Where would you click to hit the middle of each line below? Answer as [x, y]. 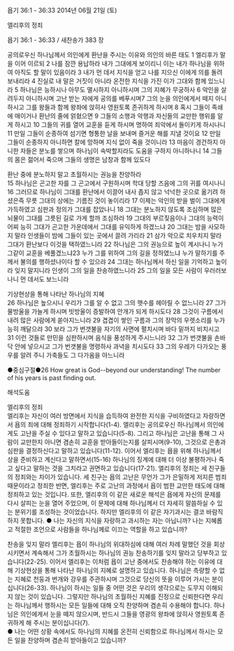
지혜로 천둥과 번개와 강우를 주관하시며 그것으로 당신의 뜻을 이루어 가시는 [112, 579]
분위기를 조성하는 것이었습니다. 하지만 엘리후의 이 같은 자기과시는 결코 [109, 512]
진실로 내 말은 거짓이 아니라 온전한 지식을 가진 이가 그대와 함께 [122, 81]
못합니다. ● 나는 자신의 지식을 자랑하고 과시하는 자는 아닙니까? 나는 [112, 520]
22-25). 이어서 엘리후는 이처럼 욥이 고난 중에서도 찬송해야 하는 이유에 [120, 562]
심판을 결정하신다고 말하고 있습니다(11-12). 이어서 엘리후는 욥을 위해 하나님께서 [114, 451]
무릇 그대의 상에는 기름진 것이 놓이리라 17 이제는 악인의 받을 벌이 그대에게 [125, 200]
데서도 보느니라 [48, 279]
